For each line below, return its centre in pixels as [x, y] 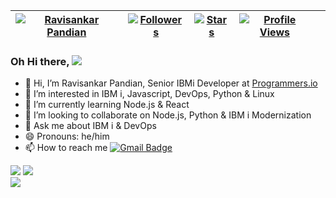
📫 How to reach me [66, 148]
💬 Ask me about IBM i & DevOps [90, 126]
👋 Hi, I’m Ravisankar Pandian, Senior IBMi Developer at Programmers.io [171, 83]
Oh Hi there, [40, 61]
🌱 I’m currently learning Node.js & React [107, 105]
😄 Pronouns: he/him [67, 136]
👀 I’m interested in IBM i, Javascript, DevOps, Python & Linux [149, 94]
